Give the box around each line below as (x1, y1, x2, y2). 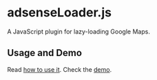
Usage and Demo (7, 47, 83, 59)
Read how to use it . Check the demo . (7, 65, 112, 73)
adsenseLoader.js (7, 5, 112, 21)
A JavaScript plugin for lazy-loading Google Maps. (7, 27, 150, 36)
